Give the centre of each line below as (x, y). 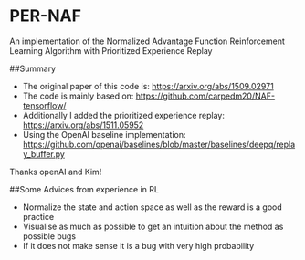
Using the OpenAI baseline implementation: (104, 134)
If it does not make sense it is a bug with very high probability (138, 245)
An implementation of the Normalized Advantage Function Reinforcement (147, 41)
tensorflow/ (44, 105)
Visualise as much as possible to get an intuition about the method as (153, 226)
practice (38, 216)
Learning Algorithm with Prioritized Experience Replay (111, 50)
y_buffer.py (44, 154)
